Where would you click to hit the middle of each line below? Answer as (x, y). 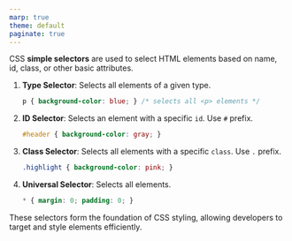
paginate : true (37, 34)
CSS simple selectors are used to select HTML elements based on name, (143, 59)
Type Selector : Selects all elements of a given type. (116, 86)
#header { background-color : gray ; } (92, 135)
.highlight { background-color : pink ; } (97, 168)
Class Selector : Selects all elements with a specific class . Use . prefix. (151, 152)
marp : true (29, 17)
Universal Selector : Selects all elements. (96, 185)
